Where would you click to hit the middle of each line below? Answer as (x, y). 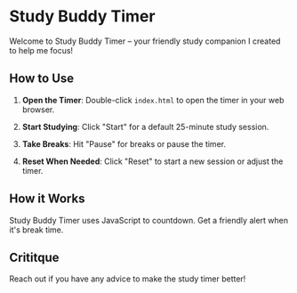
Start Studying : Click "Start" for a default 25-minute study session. (145, 126)
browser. (38, 110)
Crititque (34, 257)
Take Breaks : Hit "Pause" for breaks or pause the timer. (124, 143)
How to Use (42, 79)
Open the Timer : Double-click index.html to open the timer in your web (153, 100)
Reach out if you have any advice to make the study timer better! (128, 279)
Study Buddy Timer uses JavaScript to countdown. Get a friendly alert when (149, 220)
